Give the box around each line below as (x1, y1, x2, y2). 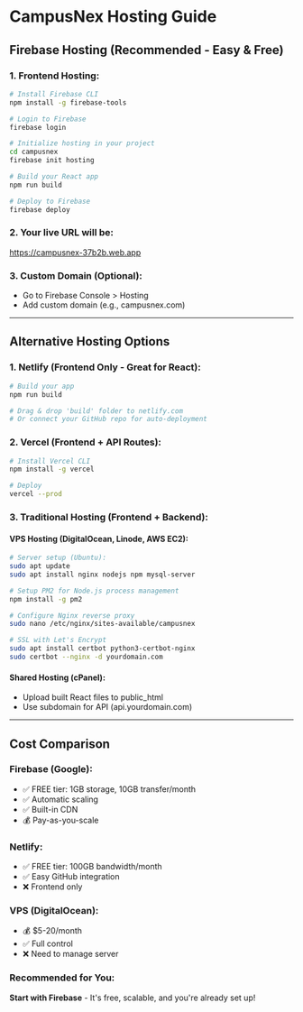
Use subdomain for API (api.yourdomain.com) (22, 702, 193, 713)
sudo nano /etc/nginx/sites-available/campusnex (9, 620, 196, 629)
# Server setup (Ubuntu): (9, 553, 106, 563)
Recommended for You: (9, 971, 115, 984)
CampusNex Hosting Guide (9, 6, 217, 27)
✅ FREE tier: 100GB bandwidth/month (22, 861, 162, 872)
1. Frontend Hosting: (9, 69, 100, 82)
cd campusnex (9, 147, 59, 157)
